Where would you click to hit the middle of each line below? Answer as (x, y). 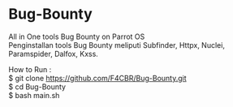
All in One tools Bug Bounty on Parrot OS (77, 36)
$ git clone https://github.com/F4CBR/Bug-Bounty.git (97, 78)
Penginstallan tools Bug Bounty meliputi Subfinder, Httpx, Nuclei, (117, 45)
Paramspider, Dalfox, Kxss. (54, 53)
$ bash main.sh (34, 95)
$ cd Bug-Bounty (37, 87)
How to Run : (30, 69)
